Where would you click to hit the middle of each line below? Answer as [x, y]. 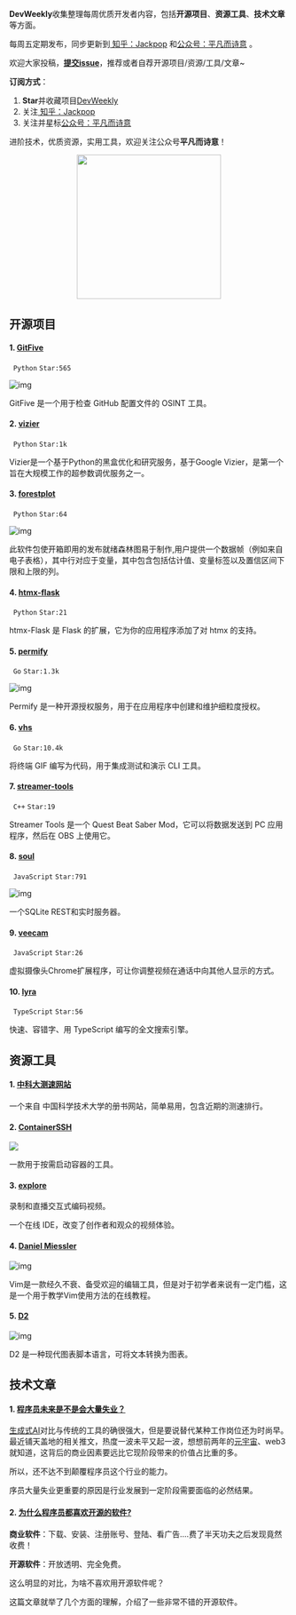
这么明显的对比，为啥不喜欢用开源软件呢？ [87, 1583]
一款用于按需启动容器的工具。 [63, 1165]
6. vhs [21, 727]
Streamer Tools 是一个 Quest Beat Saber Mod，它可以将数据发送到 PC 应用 [146, 824]
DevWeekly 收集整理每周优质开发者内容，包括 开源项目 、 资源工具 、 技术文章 [147, 14]
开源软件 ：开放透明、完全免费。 [67, 1563]
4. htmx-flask [35, 592]
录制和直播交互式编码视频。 [60, 1206]
